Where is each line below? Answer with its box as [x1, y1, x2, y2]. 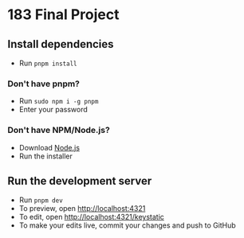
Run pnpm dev [18, 195, 63, 205]
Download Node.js [18, 142, 81, 152]
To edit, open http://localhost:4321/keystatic [18, 213, 165, 222]
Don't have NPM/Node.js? [7, 125, 111, 136]
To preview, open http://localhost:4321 [18, 204, 146, 213]
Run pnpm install [18, 58, 77, 68]
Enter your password [18, 105, 89, 115]
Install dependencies [7, 37, 114, 51]
